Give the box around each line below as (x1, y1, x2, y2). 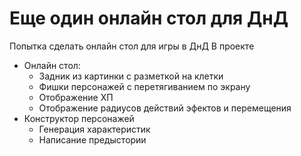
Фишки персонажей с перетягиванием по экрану (38, 80, 251, 92)
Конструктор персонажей (23, 112, 135, 124)
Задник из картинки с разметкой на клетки (38, 70, 224, 82)
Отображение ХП (38, 91, 114, 103)
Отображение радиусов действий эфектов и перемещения (38, 102, 292, 114)
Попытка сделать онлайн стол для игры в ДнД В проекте (9, 40, 255, 52)
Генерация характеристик (38, 123, 151, 135)
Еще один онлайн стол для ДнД (9, 7, 289, 30)
